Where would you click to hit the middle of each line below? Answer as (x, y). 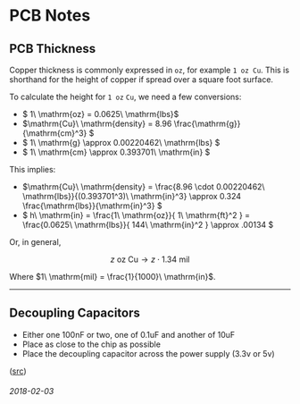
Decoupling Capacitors (75, 313)
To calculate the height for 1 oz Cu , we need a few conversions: (125, 97)
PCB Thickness (53, 49)
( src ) (18, 371)
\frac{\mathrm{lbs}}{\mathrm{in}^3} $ (92, 206)
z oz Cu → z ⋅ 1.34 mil (150, 259)
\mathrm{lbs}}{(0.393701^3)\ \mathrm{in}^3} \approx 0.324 (132, 196)
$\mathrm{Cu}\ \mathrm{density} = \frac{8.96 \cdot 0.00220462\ (143, 187)
